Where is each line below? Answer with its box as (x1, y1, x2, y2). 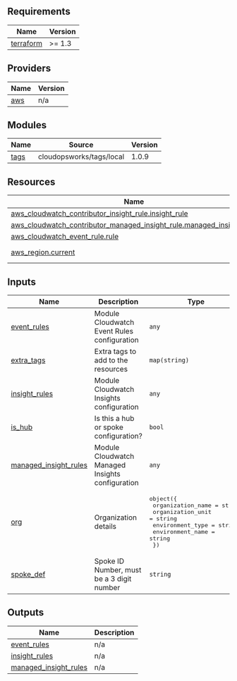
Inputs (7, 276, 37, 288)
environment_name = (152, 528, 215, 536)
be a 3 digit (94, 574, 132, 584)
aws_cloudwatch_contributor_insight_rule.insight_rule (11, 209, 188, 219)
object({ (149, 495, 178, 503)
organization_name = (152, 502, 219, 510)
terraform (11, 38, 43, 48)
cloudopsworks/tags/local (37, 152, 125, 161)
